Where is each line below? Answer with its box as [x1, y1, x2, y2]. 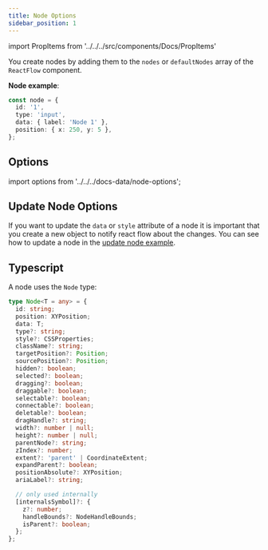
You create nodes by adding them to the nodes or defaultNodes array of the [8, 57, 254, 66]
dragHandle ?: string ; [15, 416, 88, 424]
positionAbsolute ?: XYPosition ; [15, 468, 124, 476]
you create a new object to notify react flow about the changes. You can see [8, 229, 259, 239]
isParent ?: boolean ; [22, 520, 91, 528]
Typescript [8, 261, 64, 274]
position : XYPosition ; [15, 313, 91, 321]
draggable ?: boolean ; [15, 387, 88, 395]
